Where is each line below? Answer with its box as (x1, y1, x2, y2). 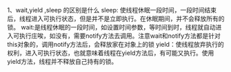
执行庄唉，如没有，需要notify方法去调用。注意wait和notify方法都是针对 (19, 32, 221, 40)
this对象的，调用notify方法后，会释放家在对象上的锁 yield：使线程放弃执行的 (7, 40, 224, 48)
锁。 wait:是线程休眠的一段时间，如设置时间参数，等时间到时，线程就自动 (7, 23, 216, 31)
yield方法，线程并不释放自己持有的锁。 (7, 58, 118, 65)
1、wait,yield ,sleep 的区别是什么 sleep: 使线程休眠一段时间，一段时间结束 (7, 6, 217, 14)
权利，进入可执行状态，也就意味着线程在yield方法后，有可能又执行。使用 (7, 49, 214, 57)
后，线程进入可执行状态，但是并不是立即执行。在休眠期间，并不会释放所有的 (7, 14, 225, 23)
